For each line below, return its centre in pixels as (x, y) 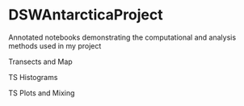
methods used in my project (55, 45)
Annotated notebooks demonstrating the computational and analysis (122, 37)
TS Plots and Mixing (42, 93)
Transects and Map (40, 61)
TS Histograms (33, 77)
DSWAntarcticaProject (86, 15)
